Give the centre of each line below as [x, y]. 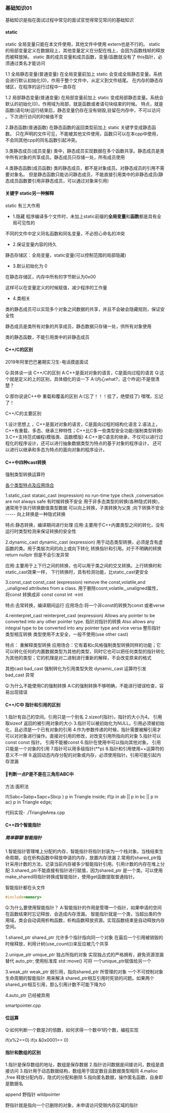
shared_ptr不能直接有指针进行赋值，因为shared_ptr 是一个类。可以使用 [89, 870]
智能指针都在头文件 [25, 888]
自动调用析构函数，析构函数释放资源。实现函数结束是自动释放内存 [96, 920]
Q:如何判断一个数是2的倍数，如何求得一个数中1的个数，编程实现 [72, 1030]
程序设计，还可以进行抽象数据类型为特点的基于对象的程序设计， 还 [88, 443]
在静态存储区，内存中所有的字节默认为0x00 [51, 277]
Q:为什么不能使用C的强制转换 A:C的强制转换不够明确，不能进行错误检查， [82, 686]
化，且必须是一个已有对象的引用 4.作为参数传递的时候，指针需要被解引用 [81, 730]
